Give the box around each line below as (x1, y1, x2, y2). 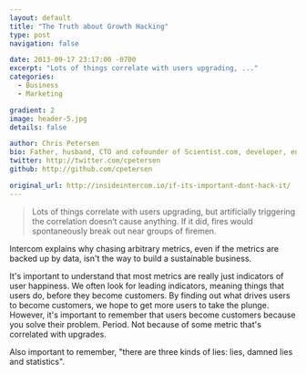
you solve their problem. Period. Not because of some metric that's (9, 318, 262, 329)
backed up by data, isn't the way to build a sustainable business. (9, 253, 252, 264)
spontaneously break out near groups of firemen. (31, 225, 217, 236)
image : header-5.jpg (9, 114, 88, 123)
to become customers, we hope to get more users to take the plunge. (9, 299, 270, 310)
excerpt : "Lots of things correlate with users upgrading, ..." (9, 64, 259, 73)
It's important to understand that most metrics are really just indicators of (9, 270, 284, 281)
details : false (9, 122, 67, 132)
